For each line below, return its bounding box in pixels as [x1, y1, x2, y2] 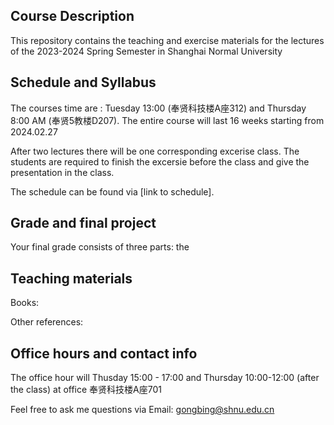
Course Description [10, 8, 135, 25]
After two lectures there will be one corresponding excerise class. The [10, 145, 300, 157]
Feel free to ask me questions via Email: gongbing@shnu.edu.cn [10, 404, 275, 416]
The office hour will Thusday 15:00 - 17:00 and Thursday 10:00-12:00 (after [10, 372, 320, 384]
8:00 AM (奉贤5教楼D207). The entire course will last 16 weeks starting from [10, 114, 325, 126]
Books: [10, 297, 40, 309]
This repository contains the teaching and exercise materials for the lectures [10, 34, 325, 46]
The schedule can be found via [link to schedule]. [10, 185, 215, 198]
